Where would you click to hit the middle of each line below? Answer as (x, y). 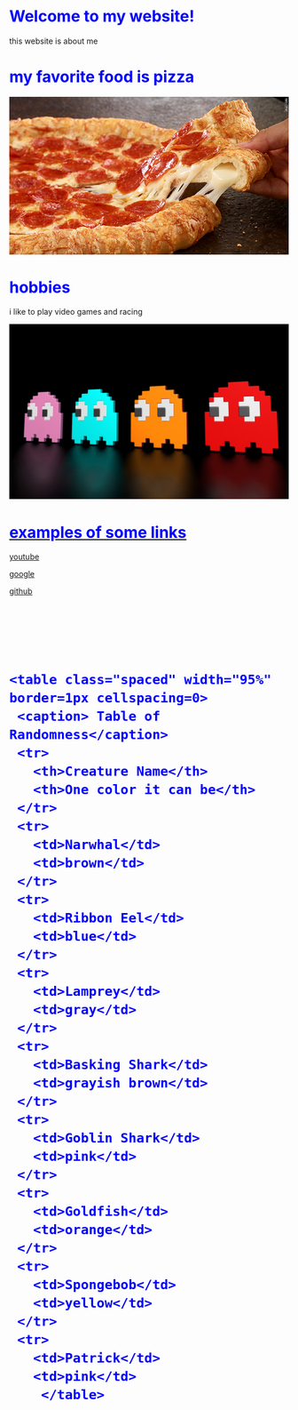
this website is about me (54, 41)
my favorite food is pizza (102, 77)
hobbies (40, 287)
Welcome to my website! (102, 16)
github (21, 591)
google (22, 574)
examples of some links (98, 532)
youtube (24, 557)
